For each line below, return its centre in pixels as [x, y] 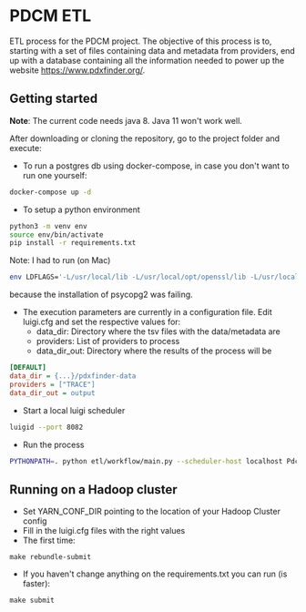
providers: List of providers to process [108, 342]
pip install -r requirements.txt [73, 243]
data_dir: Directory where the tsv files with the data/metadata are [158, 331]
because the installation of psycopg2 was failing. [101, 295]
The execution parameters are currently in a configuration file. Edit [148, 312]
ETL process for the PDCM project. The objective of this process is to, [141, 41]
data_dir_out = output [52, 393]
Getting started [54, 99]
